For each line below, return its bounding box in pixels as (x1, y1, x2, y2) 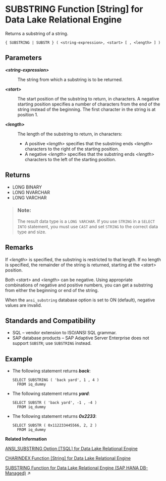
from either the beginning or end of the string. (5, 287, 99, 293)
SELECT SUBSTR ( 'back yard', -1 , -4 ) (12, 400, 97, 405)
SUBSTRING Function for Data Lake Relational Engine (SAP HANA (5, 465, 139, 471)
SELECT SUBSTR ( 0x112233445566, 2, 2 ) (12, 423, 97, 428)
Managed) (5, 470, 26, 476)
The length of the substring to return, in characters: (17, 131, 122, 137)
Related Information (5, 436, 47, 442)
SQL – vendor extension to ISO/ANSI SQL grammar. (12, 330, 117, 336)
